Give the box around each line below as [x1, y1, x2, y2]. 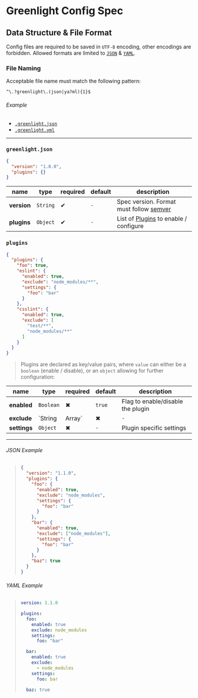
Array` [65, 414, 82, 423]
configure [117, 222, 144, 231]
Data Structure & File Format [6, 28, 112, 38]
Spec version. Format [117, 197, 176, 206]
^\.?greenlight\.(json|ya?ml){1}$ [6, 89, 91, 95]
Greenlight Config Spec [6, 4, 124, 18]
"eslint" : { [16, 268, 46, 274]
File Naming [6, 64, 41, 72]
